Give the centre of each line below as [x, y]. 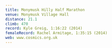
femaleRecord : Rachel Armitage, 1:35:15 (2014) [57, 33]
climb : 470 [17, 24]
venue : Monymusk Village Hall [37, 14]
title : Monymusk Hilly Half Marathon [45, 10]
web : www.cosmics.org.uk [31, 38]
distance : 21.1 [21, 19]
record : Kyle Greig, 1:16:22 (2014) [44, 28]
